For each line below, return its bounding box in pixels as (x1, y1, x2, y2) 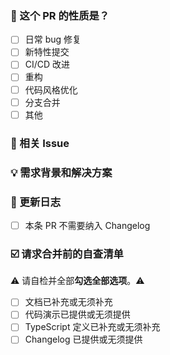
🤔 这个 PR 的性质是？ (10, 8, 110, 22)
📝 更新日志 (10, 195, 62, 209)
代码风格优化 (24, 83, 78, 96)
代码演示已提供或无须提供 (24, 308, 131, 321)
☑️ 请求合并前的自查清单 (10, 247, 124, 261)
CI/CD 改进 (24, 58, 71, 71)
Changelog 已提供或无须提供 (24, 333, 143, 346)
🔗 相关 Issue (10, 136, 70, 150)
